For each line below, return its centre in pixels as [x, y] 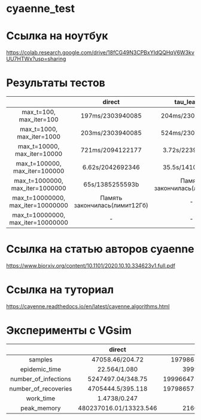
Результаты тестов [56, 83]
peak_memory [41, 408]
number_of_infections [41, 379]
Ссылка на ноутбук [57, 36]
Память [111, 198]
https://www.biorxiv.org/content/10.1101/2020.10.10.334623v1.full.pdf [91, 266]
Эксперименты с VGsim [69, 331]
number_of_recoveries [41, 388]
